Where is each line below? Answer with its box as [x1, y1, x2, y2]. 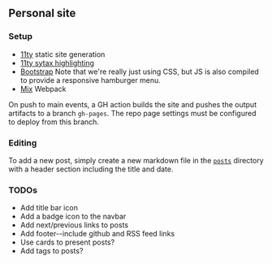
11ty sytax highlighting [19, 58, 95, 67]
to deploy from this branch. [8, 117, 100, 127]
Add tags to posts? [19, 246, 84, 256]
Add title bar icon [19, 203, 79, 213]
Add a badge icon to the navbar [19, 211, 127, 222]
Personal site [8, 6, 76, 20]
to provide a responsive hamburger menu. [19, 75, 161, 84]
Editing [8, 137, 37, 149]
